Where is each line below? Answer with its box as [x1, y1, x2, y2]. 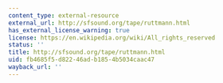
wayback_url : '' [8, 63, 62, 71]
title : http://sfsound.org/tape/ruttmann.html [8, 48, 166, 56]
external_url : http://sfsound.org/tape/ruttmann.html [8, 19, 191, 27]
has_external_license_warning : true [8, 26, 130, 34]
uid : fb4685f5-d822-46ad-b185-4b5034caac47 [8, 56, 155, 64]
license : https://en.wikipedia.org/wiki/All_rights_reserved [8, 33, 216, 42]
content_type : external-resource [8, 11, 119, 20]
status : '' [8, 41, 45, 49]
